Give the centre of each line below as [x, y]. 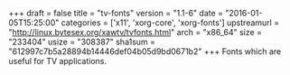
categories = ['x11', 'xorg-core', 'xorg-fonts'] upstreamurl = [170, 23]
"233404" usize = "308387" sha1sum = [82, 42]
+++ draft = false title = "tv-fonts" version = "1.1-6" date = [116, 13]
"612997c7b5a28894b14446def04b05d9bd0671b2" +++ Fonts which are [145, 52]
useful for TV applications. [58, 61]
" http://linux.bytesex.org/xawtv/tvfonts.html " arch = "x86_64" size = [136, 32]
